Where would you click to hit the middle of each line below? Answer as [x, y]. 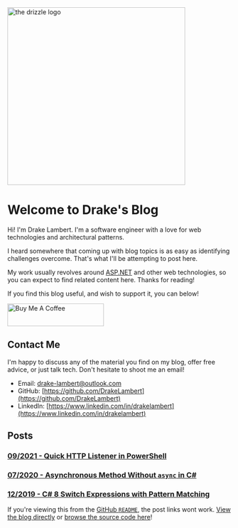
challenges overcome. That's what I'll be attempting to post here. [102, 258]
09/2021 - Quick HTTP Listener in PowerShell [87, 456]
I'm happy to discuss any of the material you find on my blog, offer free [111, 362]
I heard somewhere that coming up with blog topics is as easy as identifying [119, 251]
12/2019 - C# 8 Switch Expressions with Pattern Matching [109, 494]
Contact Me [34, 345]
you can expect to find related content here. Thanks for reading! [101, 279]
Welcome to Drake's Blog [83, 210]
